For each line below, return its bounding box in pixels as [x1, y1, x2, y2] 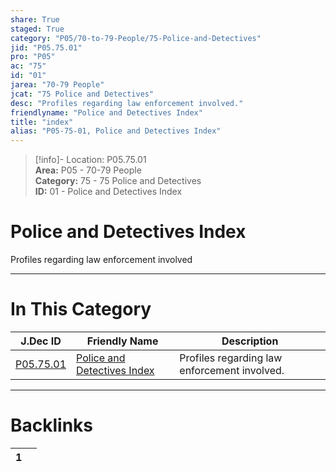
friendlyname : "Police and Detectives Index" [10, 107, 203, 118]
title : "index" [10, 117, 74, 127]
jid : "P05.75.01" [10, 42, 83, 53]
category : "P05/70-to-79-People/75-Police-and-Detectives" [10, 33, 262, 43]
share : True [10, 14, 60, 25]
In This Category [10, 298, 152, 321]
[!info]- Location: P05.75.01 [34, 154, 147, 166]
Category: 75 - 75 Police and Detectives [34, 175, 202, 187]
